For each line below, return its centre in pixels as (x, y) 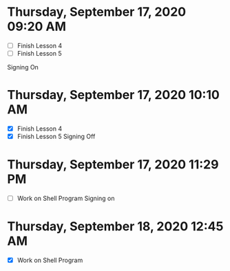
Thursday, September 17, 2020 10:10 (114, 95)
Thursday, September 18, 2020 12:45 (115, 227)
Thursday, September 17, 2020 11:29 (113, 165)
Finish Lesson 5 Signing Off (56, 137)
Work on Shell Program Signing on (66, 198)
